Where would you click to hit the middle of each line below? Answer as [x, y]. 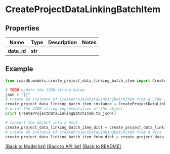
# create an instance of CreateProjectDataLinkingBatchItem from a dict [83, 132]
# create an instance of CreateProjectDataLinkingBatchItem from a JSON [83, 99]
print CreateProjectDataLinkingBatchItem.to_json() [61, 114]
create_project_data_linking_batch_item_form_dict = [62, 137]
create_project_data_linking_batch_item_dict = [56, 127]
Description [62, 42]
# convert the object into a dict [42, 122]
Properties [22, 28]
